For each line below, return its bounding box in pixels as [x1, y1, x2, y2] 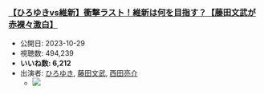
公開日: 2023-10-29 [19, 38, 86, 49]
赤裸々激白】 [8, 18, 59, 29]
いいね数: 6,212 [19, 58, 71, 69]
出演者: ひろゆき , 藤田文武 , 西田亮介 [19, 69, 138, 78]
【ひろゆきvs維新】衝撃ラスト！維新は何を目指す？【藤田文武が [8, 6, 257, 18]
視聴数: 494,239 [19, 49, 74, 58]
